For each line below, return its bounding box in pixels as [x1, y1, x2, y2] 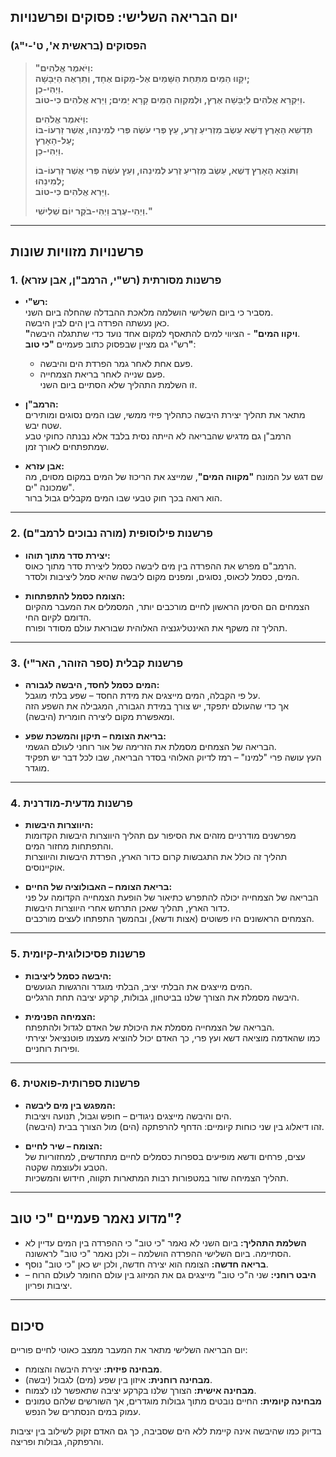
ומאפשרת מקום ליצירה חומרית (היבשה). [24, 710, 175, 722]
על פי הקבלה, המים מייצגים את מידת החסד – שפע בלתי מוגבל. [24, 689, 261, 701]
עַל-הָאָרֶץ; [34, 134, 75, 146]
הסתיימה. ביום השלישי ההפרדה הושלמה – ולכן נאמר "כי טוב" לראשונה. [24, 1247, 292, 1259]
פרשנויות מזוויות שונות [10, 243, 144, 260]
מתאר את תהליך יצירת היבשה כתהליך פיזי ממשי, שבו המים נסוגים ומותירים [24, 409, 306, 421]
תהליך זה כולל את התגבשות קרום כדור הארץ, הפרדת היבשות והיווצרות [24, 851, 288, 863]
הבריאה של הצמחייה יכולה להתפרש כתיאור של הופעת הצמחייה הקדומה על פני [24, 891, 319, 904]
